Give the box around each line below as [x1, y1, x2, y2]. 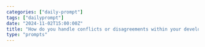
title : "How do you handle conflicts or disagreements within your [6, 26, 182, 32]
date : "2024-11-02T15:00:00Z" [6, 20, 84, 26]
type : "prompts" [6, 32, 48, 38]
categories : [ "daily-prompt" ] [6, 9, 84, 15]
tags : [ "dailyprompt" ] [6, 15, 64, 21]
